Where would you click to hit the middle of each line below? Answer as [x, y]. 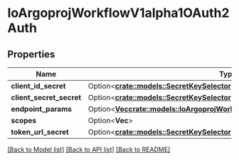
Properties [31, 54]
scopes [24, 120]
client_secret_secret [46, 97]
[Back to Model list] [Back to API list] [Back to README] [89, 149]
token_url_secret [40, 132]
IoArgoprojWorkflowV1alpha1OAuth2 [118, 13]
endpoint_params [42, 109]
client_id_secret [38, 86]
